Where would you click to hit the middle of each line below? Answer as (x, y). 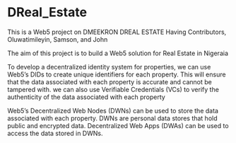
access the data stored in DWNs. (55, 133)
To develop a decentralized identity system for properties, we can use (109, 67)
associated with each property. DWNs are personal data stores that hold (112, 118)
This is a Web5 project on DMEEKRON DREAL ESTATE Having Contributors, (117, 32)
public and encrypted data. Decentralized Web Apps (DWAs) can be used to (118, 125)
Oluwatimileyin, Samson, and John (58, 39)
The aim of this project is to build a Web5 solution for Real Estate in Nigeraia (118, 53)
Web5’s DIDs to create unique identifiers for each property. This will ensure (117, 74)
